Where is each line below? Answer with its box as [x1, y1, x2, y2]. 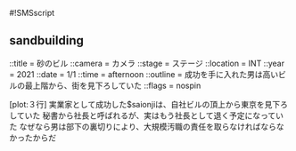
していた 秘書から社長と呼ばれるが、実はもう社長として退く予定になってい [9, 110, 284, 121]
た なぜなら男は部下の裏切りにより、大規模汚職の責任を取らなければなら [9, 121, 277, 131]
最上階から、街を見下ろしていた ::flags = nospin [24, 80, 201, 91]
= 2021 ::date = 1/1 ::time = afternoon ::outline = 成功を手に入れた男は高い [9, 68, 279, 79]
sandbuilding [9, 33, 85, 48]
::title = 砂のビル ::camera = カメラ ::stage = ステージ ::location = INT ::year [9, 58, 285, 68]
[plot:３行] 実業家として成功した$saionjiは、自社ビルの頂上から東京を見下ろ [9, 99, 288, 109]
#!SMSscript [9, 8, 55, 18]
